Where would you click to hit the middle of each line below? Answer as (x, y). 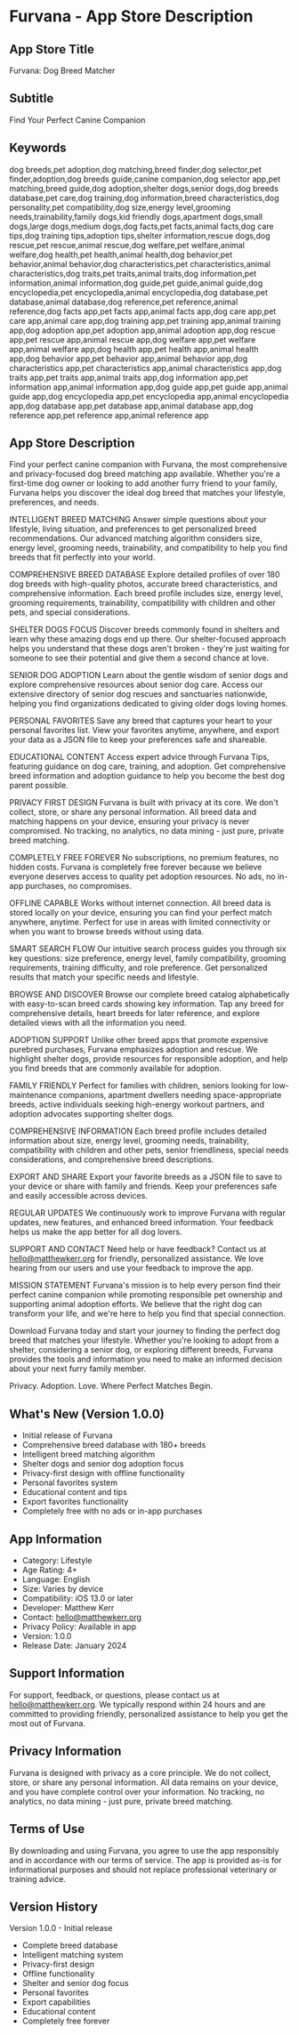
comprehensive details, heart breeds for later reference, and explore (135, 1013)
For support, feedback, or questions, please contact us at (114, 1695)
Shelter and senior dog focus (75, 1983)
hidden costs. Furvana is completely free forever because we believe (136, 867)
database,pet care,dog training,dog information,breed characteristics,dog (144, 198)
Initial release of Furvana (67, 1435)
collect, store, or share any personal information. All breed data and (133, 812)
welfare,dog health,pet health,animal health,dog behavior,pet (121, 254)
